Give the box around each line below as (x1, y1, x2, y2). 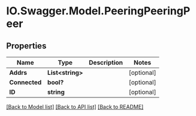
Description (89, 59, 123, 66)
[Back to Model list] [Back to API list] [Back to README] (6, 103, 144, 110)
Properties (6, 41, 47, 51)
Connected (9, 78, 42, 86)
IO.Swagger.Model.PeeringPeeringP (6, 4, 191, 18)
